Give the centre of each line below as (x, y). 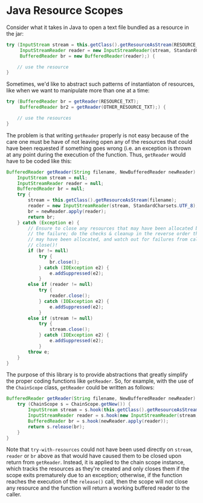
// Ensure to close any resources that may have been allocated (111, 228)
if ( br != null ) (48, 251)
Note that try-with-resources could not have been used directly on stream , (99, 449)
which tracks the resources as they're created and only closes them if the (98, 469)
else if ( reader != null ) (61, 285)
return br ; (42, 217)
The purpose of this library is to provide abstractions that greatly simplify (97, 375)
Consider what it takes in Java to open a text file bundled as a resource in (98, 27)
